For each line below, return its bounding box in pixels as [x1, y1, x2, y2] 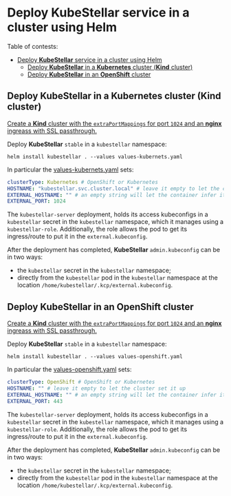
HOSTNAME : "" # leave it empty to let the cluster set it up [7, 384, 186, 392]
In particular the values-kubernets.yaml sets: [7, 165, 134, 174]
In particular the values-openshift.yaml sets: [7, 365, 132, 373]
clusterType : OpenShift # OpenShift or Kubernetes [7, 379, 155, 386]
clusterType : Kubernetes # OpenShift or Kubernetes [7, 178, 158, 185]
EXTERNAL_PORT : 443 [7, 397, 63, 404]
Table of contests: [7, 42, 58, 50]
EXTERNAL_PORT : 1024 [7, 198, 67, 205]
